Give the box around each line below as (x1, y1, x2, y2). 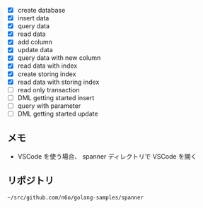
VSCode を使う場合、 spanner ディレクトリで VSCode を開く (17, 152, 197, 161)
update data (17, 46, 53, 54)
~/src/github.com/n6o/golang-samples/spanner (7, 194, 144, 201)
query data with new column (17, 54, 101, 62)
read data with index (17, 61, 78, 70)
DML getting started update (17, 109, 98, 118)
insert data (17, 14, 50, 23)
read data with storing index (17, 78, 100, 86)
